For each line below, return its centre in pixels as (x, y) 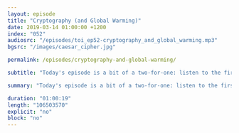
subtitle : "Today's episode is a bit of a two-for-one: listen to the (114, 73)
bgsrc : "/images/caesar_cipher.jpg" (62, 47)
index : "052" (27, 34)
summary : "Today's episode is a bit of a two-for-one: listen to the (113, 85)
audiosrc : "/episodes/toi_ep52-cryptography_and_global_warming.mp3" (113, 41)
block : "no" (25, 118)
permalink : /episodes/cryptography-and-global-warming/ (92, 60)
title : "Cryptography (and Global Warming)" (74, 21)
